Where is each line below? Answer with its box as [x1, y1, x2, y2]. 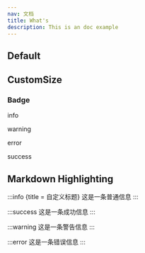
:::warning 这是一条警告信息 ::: [7, 223, 95, 231]
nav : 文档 [7, 10, 34, 18]
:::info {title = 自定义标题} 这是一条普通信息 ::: [7, 193, 139, 201]
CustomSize [7, 74, 62, 86]
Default [7, 50, 41, 62]
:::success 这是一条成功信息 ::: [7, 208, 95, 216]
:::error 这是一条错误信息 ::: [7, 238, 86, 247]
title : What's [7, 17, 50, 24]
